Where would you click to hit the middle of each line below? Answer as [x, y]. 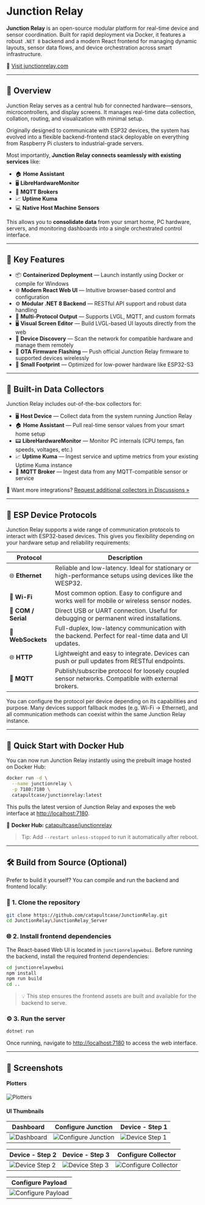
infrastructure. [24, 54]
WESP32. [68, 583]
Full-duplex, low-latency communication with [120, 628]
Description [125, 558]
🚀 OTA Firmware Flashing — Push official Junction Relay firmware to [102, 351]
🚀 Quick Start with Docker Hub [65, 746]
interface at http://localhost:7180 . [48, 813]
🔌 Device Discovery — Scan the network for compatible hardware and [104, 338]
